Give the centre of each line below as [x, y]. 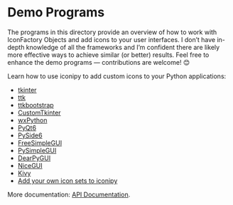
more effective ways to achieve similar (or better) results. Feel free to [108, 55]
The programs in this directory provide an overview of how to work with [112, 32]
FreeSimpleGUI [40, 142]
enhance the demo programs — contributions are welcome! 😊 [99, 62]
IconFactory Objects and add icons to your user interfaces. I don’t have [112, 39]
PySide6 [30, 135]
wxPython [32, 120]
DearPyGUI [34, 158]
